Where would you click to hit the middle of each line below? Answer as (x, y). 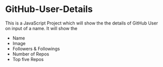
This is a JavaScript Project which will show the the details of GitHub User (81, 23)
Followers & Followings (36, 48)
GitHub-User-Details (49, 9)
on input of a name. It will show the (41, 28)
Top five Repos (28, 59)
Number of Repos (31, 54)
